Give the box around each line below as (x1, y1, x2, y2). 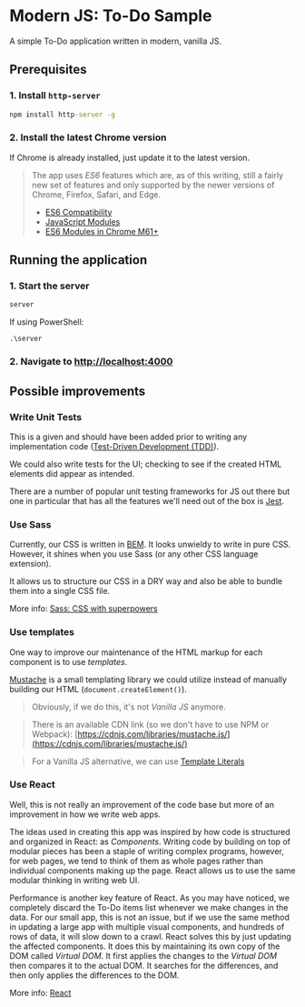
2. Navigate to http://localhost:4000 (9, 356, 173, 368)
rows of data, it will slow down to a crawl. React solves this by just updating (9, 931, 292, 942)
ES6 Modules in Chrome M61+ (44, 226, 159, 237)
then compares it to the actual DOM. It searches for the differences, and (9, 960, 279, 971)
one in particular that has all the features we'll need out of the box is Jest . (9, 495, 284, 506)
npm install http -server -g (9, 110, 116, 119)
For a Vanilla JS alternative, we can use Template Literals (31, 756, 245, 767)
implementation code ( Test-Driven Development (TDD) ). (9, 440, 220, 451)
